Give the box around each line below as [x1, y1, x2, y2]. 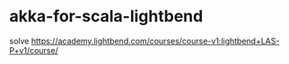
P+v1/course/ [9, 44, 58, 55]
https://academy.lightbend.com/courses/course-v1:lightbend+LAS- [31, 36, 280, 46]
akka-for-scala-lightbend [9, 6, 204, 27]
